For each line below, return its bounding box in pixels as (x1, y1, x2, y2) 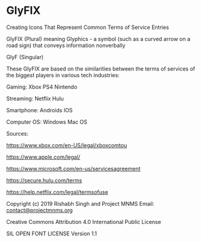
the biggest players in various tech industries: (6, 71, 120, 78)
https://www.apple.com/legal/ (6, 153, 80, 161)
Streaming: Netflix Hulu (6, 95, 65, 102)
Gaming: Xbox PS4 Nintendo (6, 83, 77, 91)
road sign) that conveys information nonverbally (6, 42, 126, 49)
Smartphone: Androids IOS (6, 106, 73, 113)
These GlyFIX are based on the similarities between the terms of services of (6, 65, 196, 72)
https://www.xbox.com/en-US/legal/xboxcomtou (6, 141, 127, 148)
